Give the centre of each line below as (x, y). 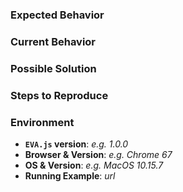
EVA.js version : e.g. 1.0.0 (76, 144)
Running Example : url (70, 175)
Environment (42, 122)
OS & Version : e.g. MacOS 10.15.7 (94, 165)
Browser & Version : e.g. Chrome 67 (98, 154)
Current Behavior (53, 41)
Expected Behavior (57, 15)
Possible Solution (53, 68)
